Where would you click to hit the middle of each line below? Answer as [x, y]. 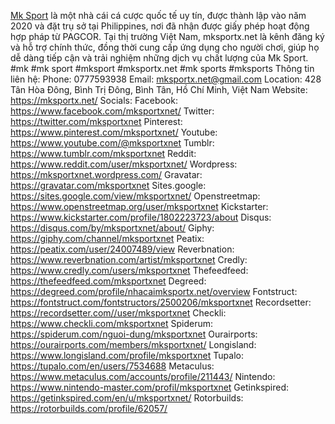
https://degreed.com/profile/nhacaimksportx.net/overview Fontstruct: [154, 291]
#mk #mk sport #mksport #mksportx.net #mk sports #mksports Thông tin [162, 68]
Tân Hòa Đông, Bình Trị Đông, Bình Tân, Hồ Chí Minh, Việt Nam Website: [159, 89]
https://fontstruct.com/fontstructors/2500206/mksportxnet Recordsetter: [161, 302]
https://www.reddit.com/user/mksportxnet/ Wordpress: [124, 164]
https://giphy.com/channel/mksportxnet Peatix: [107, 238]
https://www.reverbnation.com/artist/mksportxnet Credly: [129, 259]
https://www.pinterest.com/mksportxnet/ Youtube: [114, 132]
